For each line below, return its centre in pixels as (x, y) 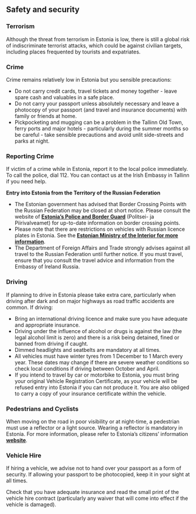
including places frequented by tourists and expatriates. (73, 52)
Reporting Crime (30, 156)
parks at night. (32, 141)
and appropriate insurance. (47, 325)
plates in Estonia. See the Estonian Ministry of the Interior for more (96, 236)
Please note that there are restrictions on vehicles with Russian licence (100, 229)
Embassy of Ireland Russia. (47, 267)
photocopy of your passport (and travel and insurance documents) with (101, 110)
